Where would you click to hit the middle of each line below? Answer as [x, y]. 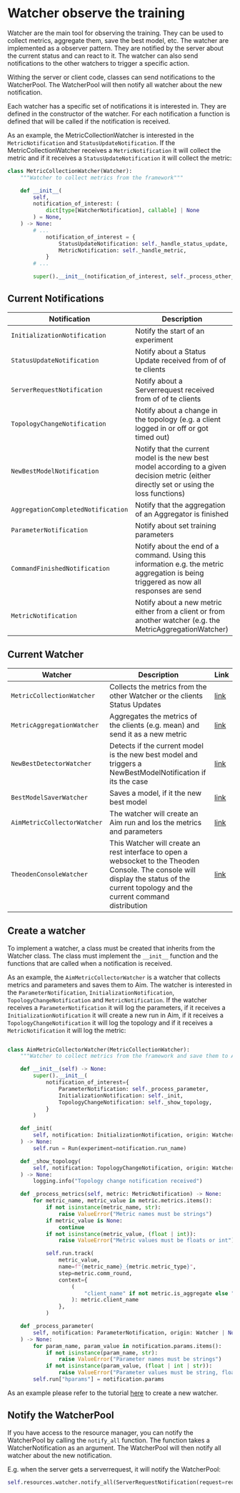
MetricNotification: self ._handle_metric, [122, 250]
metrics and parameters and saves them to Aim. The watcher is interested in [120, 984]
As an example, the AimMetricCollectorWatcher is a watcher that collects [114, 977]
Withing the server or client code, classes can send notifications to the [111, 77]
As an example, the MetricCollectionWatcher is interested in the [101, 135]
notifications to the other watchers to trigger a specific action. [99, 63]
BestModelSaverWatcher [49, 797]
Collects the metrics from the [158, 686]
